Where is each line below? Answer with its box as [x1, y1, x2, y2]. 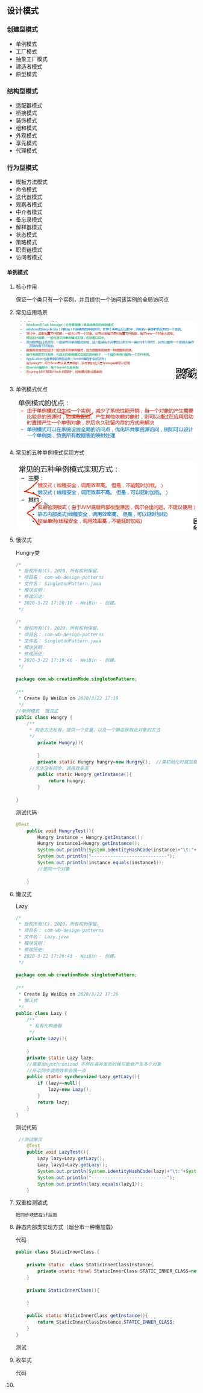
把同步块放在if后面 [15, 1212, 58, 1218]
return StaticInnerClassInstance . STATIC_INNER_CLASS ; [37, 1319, 175, 1325]
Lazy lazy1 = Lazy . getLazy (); [37, 1162, 108, 1168]
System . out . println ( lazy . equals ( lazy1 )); [37, 1181, 143, 1187]
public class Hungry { [15, 714, 73, 721]
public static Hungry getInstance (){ [37, 771, 132, 778]
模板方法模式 [15, 178, 48, 186]
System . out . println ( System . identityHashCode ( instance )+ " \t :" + [37, 847, 197, 853]
